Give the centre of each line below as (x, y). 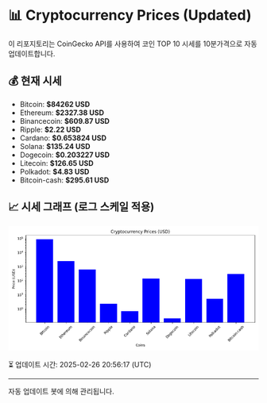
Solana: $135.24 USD (55, 146)
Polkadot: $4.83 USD (54, 171)
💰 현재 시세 (35, 81)
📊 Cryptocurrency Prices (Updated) (130, 15)
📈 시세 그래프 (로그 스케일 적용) (81, 207)
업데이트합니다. (32, 53)
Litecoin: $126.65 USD (56, 163)
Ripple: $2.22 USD (50, 129)
